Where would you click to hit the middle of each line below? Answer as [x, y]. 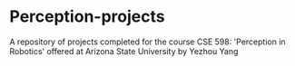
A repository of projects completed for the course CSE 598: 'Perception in [147, 42]
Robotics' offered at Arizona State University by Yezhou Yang [124, 51]
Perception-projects [87, 17]
